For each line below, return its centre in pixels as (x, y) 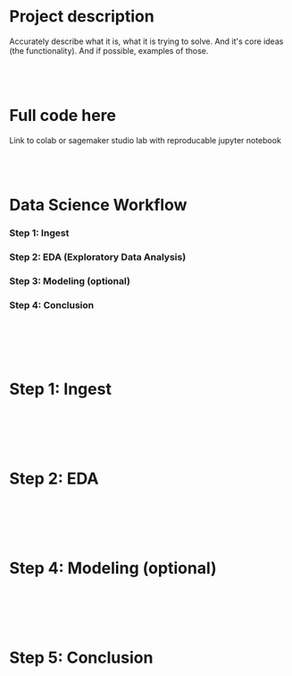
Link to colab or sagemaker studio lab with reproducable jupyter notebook (145, 140)
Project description (82, 17)
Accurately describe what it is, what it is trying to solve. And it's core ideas (146, 41)
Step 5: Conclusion (81, 658)
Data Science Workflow (98, 205)
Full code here (63, 116)
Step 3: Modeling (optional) (70, 281)
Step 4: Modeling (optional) (113, 568)
